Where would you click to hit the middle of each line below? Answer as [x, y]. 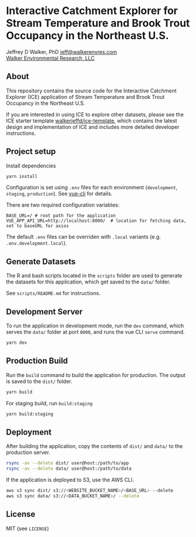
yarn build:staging [30, 414]
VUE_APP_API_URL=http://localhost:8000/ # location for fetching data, [96, 221]
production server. [28, 453]
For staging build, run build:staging [49, 403]
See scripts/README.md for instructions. [53, 293]
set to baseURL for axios [37, 226]
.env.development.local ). [36, 243]
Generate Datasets [41, 261]
